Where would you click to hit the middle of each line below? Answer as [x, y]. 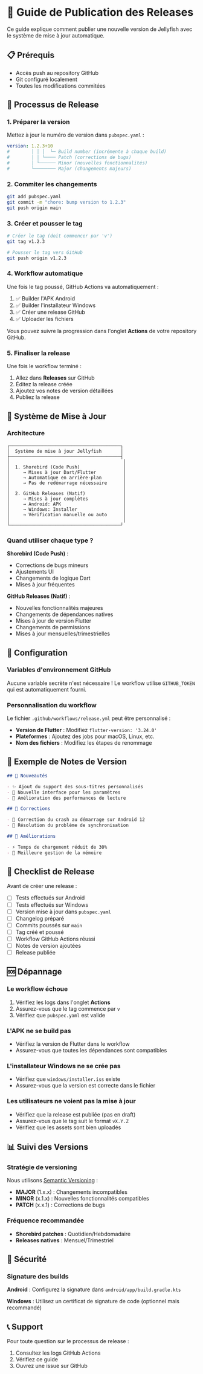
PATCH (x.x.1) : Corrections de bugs [60, 1205]
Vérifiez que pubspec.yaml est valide [60, 1015]
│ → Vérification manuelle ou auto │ [66, 514]
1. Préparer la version [38, 122]
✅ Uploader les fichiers [45, 319]
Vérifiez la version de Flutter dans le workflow [72, 1044]
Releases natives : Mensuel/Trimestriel [65, 1240]
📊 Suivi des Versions [47, 1147]
